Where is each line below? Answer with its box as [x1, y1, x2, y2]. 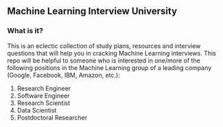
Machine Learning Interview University [7, 5, 177, 17]
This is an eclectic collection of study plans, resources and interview [7, 41, 201, 50]
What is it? [7, 26, 43, 36]
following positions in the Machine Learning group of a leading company [7, 63, 212, 71]
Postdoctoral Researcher [16, 113, 88, 122]
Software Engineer [16, 91, 70, 100]
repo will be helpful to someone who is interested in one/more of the [7, 56, 200, 65]
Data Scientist [16, 106, 57, 114]
